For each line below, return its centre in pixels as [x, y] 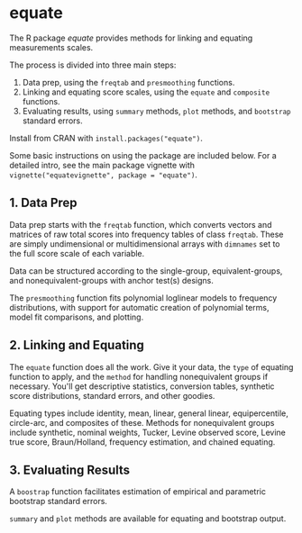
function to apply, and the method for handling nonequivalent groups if [139, 376]
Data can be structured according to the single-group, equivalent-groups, [146, 271]
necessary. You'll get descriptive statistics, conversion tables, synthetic [142, 386]
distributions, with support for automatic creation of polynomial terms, [139, 307]
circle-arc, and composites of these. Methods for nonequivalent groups [142, 422]
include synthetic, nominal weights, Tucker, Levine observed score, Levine [148, 432]
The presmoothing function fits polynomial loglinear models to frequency [143, 298]
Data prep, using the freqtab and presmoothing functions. [128, 82]
